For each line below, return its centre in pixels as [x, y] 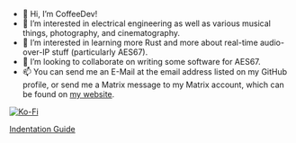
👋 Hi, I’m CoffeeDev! [60, 14]
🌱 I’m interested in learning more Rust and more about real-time [140, 42]
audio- [272, 42]
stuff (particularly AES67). [100, 52]
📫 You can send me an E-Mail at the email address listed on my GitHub [155, 71]
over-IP [36, 52]
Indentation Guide [42, 129]
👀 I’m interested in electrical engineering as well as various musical [147, 23]
